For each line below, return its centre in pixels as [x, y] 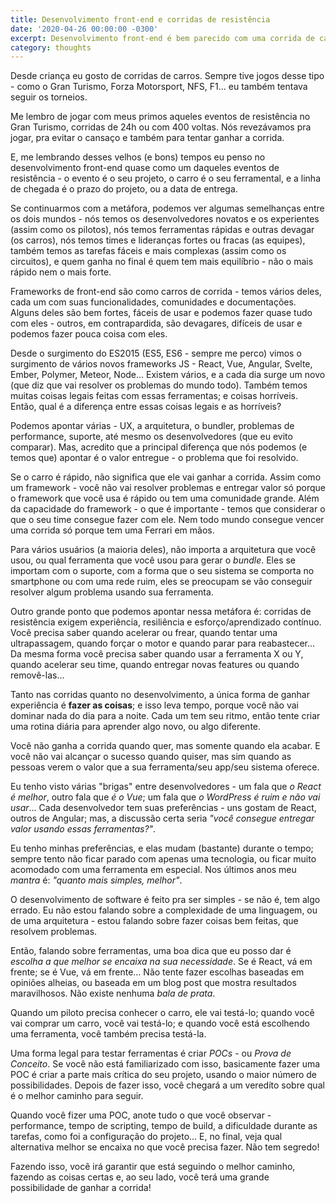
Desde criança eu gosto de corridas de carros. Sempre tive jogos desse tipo [167, 76]
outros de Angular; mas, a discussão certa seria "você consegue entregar [162, 818]
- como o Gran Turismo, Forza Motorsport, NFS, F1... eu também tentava [159, 87]
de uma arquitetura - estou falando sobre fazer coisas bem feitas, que [154, 921]
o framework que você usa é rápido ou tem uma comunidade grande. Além [165, 498]
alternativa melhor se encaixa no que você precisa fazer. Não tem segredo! [165, 1147]
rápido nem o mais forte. [61, 272]
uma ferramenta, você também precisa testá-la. [108, 1034]
